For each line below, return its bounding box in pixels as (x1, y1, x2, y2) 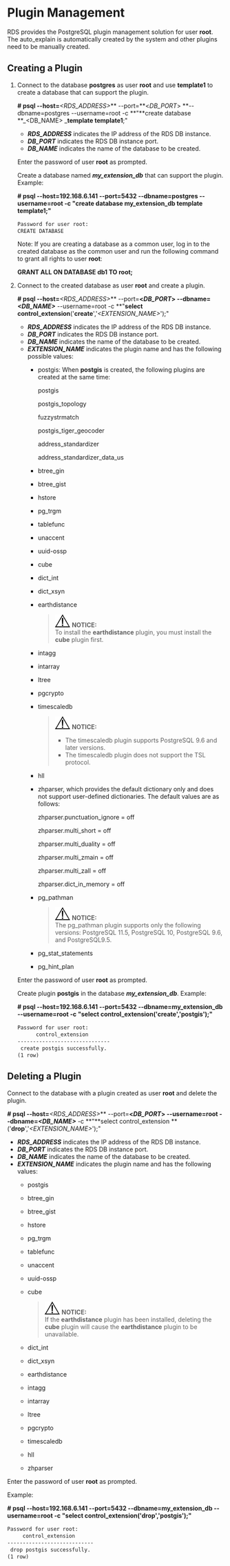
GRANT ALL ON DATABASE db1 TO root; (17, 267, 133, 276)
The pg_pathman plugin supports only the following (54, 921, 201, 929)
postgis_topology (37, 399, 87, 408)
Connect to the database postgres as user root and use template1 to (17, 81, 213, 89)
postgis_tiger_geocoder (37, 426, 105, 435)
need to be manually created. (7, 42, 91, 50)
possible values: (27, 352, 74, 360)
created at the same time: (37, 372, 111, 381)
